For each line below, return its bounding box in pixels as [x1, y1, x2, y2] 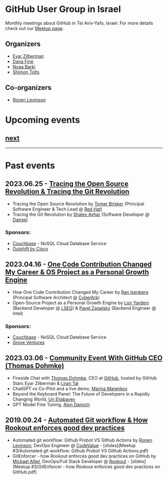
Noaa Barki [12, 63, 36, 69]
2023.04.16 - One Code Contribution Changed [5, 260, 152, 269]
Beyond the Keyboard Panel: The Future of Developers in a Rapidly [12, 391, 150, 397]
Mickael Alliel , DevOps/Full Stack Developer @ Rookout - [12, 458, 130, 464]
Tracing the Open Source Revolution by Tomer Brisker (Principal [12, 201, 144, 207]
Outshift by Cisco [12, 246, 48, 252]
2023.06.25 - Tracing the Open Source [5, 180, 128, 188]
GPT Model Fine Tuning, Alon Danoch [12, 401, 90, 408]
